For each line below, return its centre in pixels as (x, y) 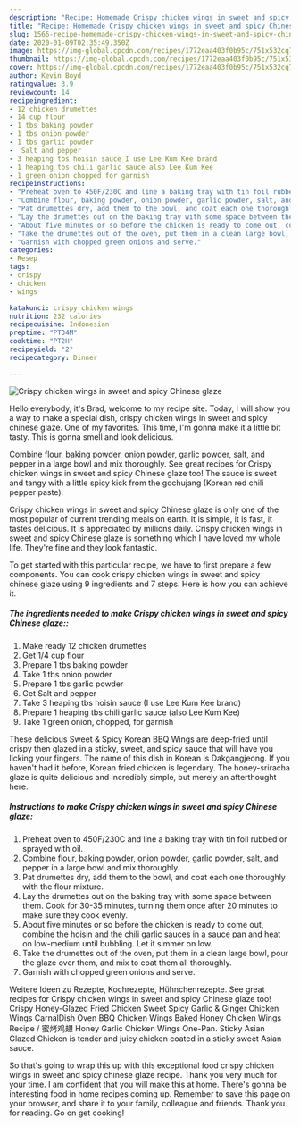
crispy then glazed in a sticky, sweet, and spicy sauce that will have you (142, 748)
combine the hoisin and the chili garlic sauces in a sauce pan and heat (151, 934)
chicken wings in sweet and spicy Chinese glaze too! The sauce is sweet (143, 473)
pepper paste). (37, 492)
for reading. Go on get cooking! (67, 1113)
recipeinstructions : (48, 184)
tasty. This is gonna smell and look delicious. (92, 437)
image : (21, 51)
